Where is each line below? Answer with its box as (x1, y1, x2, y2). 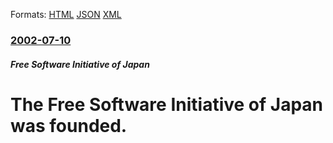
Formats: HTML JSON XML (10, 9, 122, 20)
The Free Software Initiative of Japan (10, 93, 323, 116)
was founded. (10, 114, 128, 137)
